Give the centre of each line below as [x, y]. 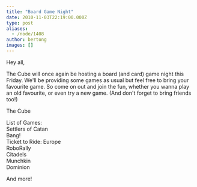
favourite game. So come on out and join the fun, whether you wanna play [98, 86]
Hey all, [16, 62]
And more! [19, 179]
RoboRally [19, 148]
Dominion [18, 167]
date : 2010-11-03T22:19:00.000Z [47, 17]
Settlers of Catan [27, 129]
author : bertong [26, 40]
